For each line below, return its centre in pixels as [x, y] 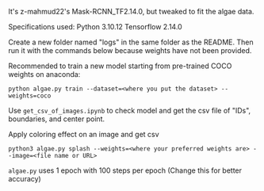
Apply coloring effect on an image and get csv [84, 134]
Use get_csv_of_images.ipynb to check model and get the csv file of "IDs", [130, 111]
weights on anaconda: [44, 74]
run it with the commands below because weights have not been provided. [130, 50]
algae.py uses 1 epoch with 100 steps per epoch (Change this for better [125, 170]
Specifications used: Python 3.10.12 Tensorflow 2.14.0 [95, 27]
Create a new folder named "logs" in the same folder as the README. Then [131, 42]
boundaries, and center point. [57, 119]
